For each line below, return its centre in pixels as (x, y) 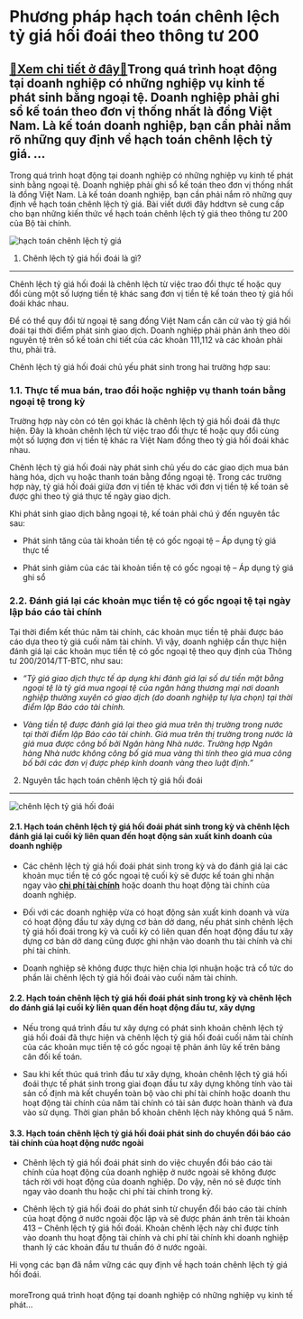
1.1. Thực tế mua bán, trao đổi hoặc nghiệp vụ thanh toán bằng (148, 390)
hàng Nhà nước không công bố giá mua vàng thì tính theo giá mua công (157, 753)
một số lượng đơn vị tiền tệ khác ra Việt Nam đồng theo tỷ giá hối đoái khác (149, 440)
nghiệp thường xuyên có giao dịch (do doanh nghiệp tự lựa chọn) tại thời (157, 697)
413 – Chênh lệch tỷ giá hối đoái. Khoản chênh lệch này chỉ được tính (151, 1228)
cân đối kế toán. (52, 1056)
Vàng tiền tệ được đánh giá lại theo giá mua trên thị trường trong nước (153, 724)
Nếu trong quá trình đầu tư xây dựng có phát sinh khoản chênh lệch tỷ (153, 1028)
